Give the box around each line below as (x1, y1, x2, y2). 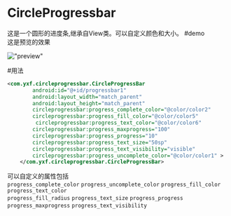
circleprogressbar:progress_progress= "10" (32, 132, 158, 140)
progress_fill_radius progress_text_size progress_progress (7, 195, 183, 202)
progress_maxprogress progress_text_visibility (7, 202, 147, 210)
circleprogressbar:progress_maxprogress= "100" (32, 126, 171, 133)
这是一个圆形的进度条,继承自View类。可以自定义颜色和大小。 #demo (7, 29, 205, 37)
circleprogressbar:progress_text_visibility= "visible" (32, 145, 196, 152)
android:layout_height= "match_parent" (32, 100, 146, 107)
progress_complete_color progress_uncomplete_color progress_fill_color (7, 181, 221, 189)
